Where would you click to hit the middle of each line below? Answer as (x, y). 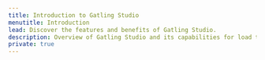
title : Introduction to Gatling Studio (74, 15)
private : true (32, 44)
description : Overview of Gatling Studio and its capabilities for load (130, 37)
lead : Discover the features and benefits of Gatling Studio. (112, 30)
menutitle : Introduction (49, 23)
